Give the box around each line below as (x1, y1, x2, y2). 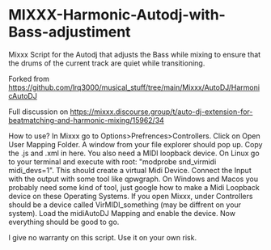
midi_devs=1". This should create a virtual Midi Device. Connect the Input (8, 165, 252, 175)
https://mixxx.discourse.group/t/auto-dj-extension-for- (70, 107, 253, 117)
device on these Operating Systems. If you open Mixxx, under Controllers (8, 191, 253, 201)
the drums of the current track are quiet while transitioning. (8, 58, 205, 68)
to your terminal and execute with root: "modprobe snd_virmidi (8, 156, 217, 167)
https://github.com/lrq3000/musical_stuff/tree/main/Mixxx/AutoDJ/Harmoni (8, 83, 260, 92)
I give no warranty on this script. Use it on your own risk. (8, 232, 197, 242)
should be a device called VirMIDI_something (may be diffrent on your (8, 200, 241, 210)
